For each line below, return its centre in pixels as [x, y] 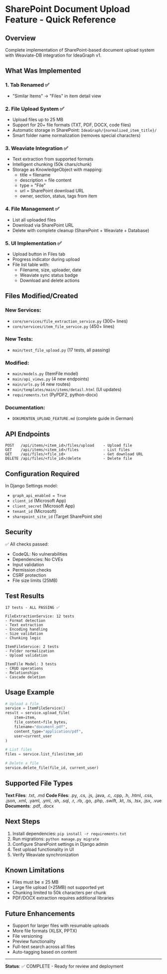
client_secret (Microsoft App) [44, 506]
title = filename [35, 175]
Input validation [28, 565]
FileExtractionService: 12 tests [40, 616]
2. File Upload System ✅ [35, 109]
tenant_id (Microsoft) [34, 511]
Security [19, 532]
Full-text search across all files [44, 947]
